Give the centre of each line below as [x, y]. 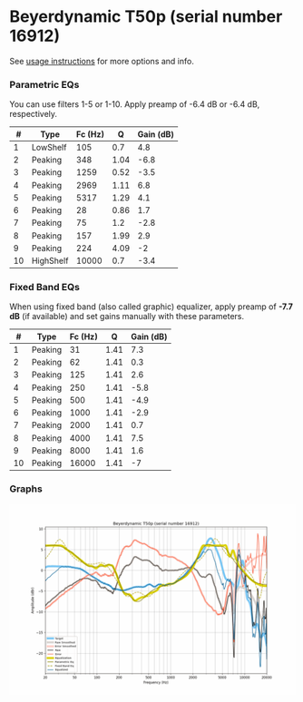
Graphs [26, 489]
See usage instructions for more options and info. [102, 61]
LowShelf [49, 147]
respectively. [33, 114]
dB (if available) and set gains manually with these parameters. [127, 317]
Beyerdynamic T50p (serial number [146, 17]
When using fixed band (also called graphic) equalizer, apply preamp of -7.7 [151, 307]
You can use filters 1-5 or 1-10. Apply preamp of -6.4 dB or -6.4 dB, [135, 104]
